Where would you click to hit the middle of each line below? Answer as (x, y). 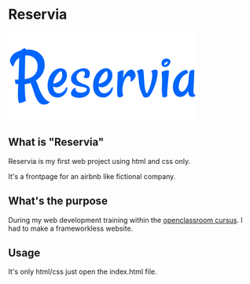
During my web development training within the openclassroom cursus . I (126, 220)
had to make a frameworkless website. (71, 228)
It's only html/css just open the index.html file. (83, 271)
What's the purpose (58, 201)
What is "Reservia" (56, 142)
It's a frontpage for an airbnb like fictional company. (92, 176)
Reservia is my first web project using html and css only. (99, 161)
